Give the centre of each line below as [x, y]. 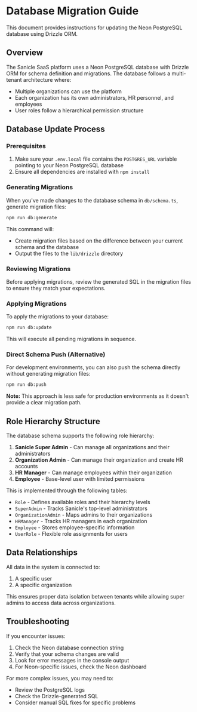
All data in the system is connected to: [53, 567]
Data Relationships [42, 553]
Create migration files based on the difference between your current [99, 241]
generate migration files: [36, 207]
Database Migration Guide [73, 11]
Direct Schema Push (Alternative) [56, 355]
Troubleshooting [38, 622]
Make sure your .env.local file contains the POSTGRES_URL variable [96, 159]
